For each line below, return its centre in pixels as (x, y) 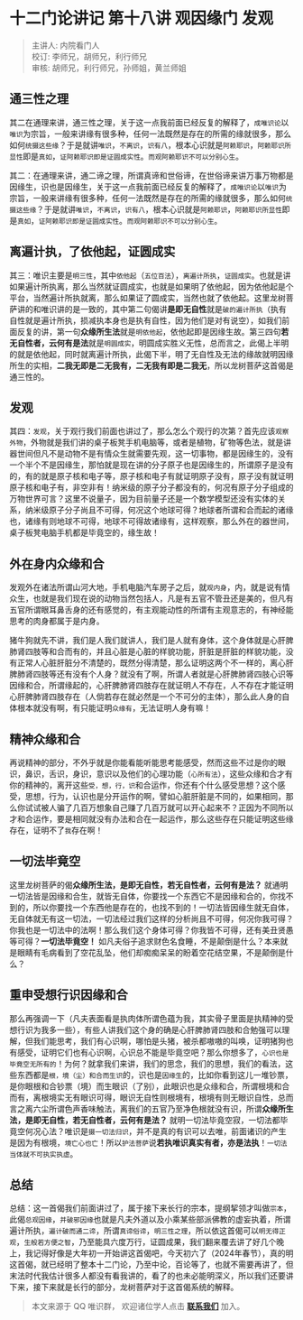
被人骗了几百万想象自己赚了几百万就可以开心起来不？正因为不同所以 (167, 808)
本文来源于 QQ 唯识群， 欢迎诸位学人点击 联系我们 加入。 (138, 1306)
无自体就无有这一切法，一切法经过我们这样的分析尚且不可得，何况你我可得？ (151, 918)
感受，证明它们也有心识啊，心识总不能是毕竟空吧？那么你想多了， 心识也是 (153, 1052)
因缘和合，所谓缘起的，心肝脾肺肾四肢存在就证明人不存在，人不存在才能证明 (151, 686)
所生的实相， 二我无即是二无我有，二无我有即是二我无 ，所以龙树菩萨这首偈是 (151, 365)
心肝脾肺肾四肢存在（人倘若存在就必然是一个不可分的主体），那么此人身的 (146, 697)
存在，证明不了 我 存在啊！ (56, 830)
